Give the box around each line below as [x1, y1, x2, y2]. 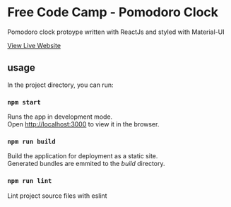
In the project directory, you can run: [7, 81, 114, 89]
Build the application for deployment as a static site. [7, 152, 158, 160]
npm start [7, 98, 41, 106]
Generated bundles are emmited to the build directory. [7, 160, 165, 168]
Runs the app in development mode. [7, 112, 113, 121]
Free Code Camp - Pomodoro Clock [7, 4, 219, 20]
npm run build [7, 137, 56, 146]
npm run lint [7, 177, 52, 185]
